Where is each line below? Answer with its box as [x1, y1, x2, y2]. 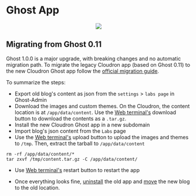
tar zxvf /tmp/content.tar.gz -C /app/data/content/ [6, 156, 138, 162]
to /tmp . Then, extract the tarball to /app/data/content [14, 140, 145, 147]
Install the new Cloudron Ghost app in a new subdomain [14, 121, 150, 128]
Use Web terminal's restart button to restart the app [14, 166, 140, 173]
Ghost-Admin [14, 96, 47, 103]
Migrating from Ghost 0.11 [6, 39, 102, 50]
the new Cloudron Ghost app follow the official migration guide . [6, 67, 160, 74]
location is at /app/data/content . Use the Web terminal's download [14, 109, 177, 116]
